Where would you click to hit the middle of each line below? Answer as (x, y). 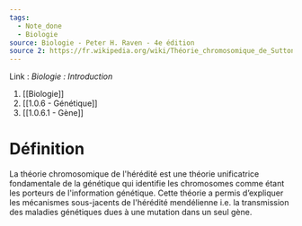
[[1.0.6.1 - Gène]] (53, 113)
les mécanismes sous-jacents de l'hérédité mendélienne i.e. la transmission (149, 203)
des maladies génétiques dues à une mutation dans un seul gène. (131, 213)
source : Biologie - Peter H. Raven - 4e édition (102, 43)
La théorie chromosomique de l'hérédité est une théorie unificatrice (134, 174)
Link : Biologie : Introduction (61, 76)
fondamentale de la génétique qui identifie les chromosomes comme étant (147, 184)
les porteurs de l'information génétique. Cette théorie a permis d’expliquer (147, 193)
